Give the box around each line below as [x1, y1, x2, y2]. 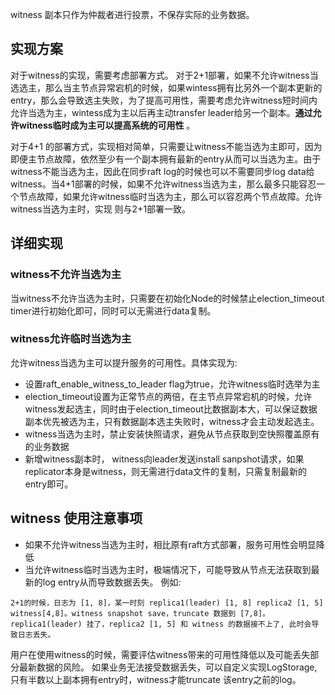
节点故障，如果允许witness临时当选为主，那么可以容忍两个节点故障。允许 [18, 190, 323, 202]
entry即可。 [24, 478, 74, 490]
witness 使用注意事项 [10, 510, 143, 527]
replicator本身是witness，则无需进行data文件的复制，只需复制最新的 [24, 465, 308, 477]
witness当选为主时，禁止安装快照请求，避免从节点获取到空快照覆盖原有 [24, 428, 320, 440]
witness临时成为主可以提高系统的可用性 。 [18, 119, 196, 131]
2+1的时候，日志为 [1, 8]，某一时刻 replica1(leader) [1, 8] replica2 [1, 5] [10, 598, 324, 608]
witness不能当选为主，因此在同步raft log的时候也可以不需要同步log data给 [10, 165, 315, 177]
